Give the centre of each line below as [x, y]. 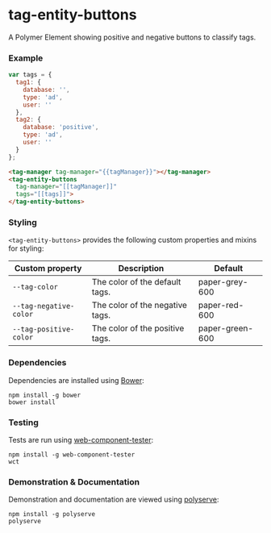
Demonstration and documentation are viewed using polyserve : [114, 500]
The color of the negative [140, 306]
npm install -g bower [45, 395]
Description [141, 269]
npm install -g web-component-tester [72, 455]
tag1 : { [29, 82]
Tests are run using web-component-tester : [81, 440]
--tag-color [35, 287]
